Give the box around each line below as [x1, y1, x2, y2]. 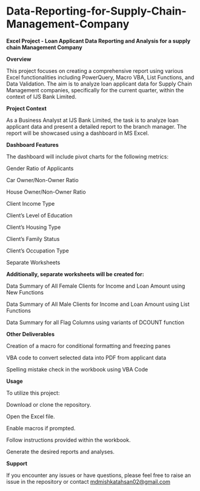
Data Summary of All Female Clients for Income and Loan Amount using [6, 282, 185, 290]
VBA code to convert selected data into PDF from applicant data [6, 354, 167, 361]
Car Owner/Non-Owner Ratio [6, 176, 79, 183]
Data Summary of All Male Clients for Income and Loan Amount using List [6, 300, 190, 308]
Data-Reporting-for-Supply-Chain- [6, 4, 187, 18]
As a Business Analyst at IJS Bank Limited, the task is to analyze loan [6, 117, 179, 124]
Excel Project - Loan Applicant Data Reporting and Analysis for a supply [6, 37, 191, 44]
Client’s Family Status [6, 235, 60, 242]
